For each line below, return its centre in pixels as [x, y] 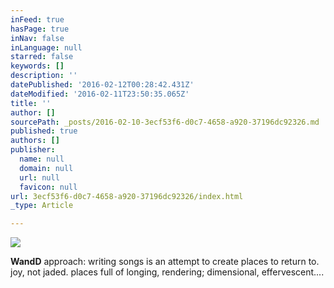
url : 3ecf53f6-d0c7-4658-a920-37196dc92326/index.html [127, 196]
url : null [39, 177]
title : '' [31, 103]
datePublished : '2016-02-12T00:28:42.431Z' [102, 85]
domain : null [46, 168]
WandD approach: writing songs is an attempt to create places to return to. [165, 262]
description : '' [44, 76]
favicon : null [48, 187]
